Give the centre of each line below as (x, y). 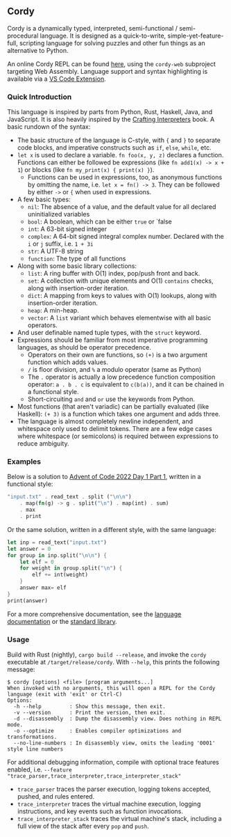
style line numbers (35, 749)
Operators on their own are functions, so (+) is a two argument (118, 355)
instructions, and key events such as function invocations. (100, 811)
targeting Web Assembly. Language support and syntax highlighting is (108, 71)
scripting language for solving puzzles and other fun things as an (113, 43)
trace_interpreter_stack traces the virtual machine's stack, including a (119, 818)
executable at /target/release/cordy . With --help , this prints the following (113, 662)
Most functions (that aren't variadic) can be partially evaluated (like (113, 407)
